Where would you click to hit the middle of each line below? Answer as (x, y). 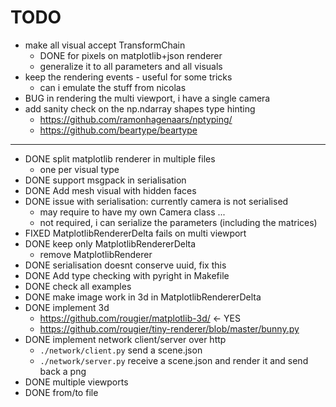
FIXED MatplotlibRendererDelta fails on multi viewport (135, 233)
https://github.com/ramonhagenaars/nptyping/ (136, 119)
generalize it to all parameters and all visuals (131, 66)
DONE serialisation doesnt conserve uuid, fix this (125, 265)
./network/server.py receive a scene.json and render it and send (174, 360)
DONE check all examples (78, 286)
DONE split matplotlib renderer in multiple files (120, 158)
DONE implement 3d (67, 307)
